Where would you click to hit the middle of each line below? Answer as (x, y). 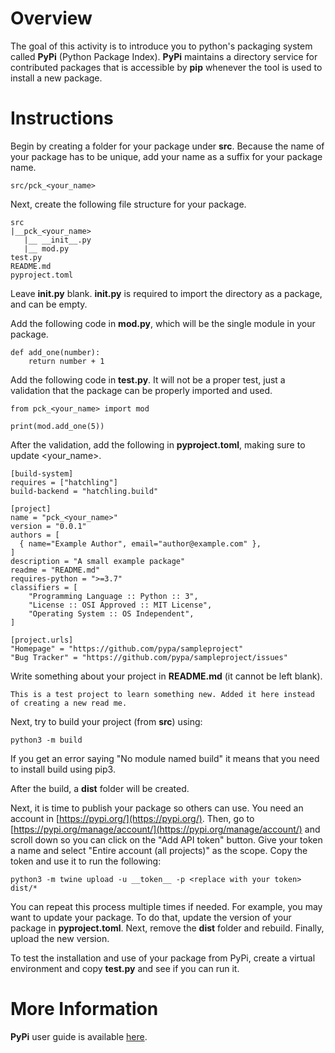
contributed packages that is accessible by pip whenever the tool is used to (166, 67)
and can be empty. (49, 304)
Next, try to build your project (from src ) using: (106, 721)
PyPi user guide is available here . (79, 1036)
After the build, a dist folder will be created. (100, 788)
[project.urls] (42, 640)
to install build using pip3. (63, 769)
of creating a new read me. (69, 703)
